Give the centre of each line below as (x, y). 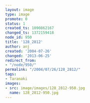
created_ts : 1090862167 (30, 28)
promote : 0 (16, 19)
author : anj (17, 47)
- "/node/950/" (21, 65)
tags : (11, 74)
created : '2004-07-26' (28, 51)
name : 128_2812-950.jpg (34, 93)
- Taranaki (16, 79)
